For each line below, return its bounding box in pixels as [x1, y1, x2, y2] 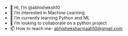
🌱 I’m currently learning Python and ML [9, 15, 90, 20]
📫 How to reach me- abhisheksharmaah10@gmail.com [9, 26, 123, 31]
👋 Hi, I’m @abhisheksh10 [9, 5, 61, 10]
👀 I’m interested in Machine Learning [9, 10, 85, 16]
